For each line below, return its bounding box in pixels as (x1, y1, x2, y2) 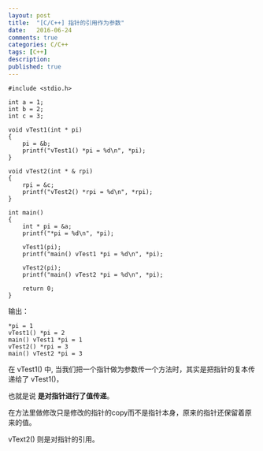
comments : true (8, 33, 58, 42)
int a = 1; (8, 98, 44, 106)
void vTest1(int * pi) (8, 125, 83, 134)
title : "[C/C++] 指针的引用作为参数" (8, 19, 124, 27)
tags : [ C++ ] (8, 48, 47, 56)
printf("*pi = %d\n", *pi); (22, 229, 114, 237)
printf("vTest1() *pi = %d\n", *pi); (22, 147, 146, 155)
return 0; (22, 285, 55, 293)
